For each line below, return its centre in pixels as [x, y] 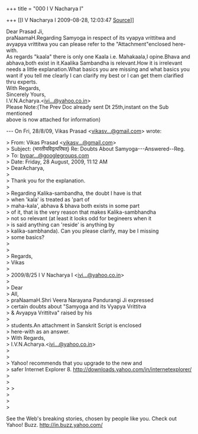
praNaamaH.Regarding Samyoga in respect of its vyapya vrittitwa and [91, 38]
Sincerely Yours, [26, 94]
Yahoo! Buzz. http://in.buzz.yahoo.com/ [54, 425]
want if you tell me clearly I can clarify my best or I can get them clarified [95, 75]
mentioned [19, 113]
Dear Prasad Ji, [25, 31]
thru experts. [22, 82]
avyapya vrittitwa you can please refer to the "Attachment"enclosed [89, 44]
